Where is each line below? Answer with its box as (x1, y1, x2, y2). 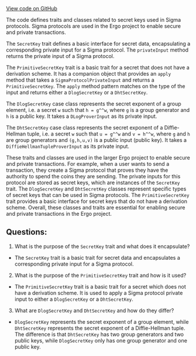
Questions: (6, 227, 47, 237)
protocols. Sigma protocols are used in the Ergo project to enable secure (6, 23, 181, 29)
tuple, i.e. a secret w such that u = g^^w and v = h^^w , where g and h (27, 130, 190, 137)
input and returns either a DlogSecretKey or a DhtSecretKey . (6, 89, 148, 96)
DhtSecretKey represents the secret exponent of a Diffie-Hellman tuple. (14, 324, 185, 331)
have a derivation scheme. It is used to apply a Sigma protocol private (14, 289, 183, 296)
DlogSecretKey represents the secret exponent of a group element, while (14, 318, 189, 325)
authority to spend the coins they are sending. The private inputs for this (6, 173, 181, 179)
